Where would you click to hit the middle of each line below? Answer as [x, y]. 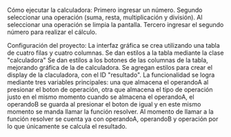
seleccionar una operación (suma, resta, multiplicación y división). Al [105, 17]
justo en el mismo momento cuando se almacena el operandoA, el [101, 97]
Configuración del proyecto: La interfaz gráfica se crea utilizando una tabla [114, 45]
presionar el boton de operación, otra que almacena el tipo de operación [110, 90]
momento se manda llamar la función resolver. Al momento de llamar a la [110, 111]
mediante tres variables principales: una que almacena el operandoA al [108, 82]
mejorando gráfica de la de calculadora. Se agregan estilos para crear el [110, 67]
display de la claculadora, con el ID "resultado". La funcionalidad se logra [111, 75]
